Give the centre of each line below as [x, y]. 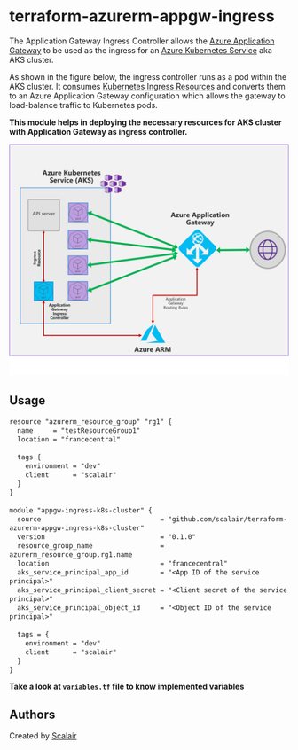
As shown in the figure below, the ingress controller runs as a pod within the [148, 76]
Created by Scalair [43, 735]
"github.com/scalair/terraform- [228, 520]
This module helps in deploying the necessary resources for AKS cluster [145, 122]
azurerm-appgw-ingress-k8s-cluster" [77, 528]
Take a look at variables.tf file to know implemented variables [127, 687]
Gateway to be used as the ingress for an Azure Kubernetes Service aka [141, 50]
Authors [32, 714]
